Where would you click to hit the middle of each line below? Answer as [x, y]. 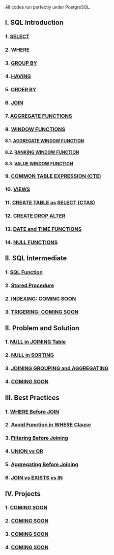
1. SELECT [17, 36]
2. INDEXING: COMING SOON [41, 299]
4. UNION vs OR [24, 451]
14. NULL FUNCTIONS [31, 243]
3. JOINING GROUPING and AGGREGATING [57, 368]
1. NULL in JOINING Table [36, 342]
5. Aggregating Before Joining [42, 464]
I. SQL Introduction [34, 22]
